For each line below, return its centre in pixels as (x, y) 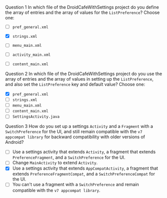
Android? (14, 142)
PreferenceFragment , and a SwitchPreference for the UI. (69, 157)
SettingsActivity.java (36, 117)
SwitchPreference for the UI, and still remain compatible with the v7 (74, 132)
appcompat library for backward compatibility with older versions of (75, 137)
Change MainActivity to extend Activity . (55, 163)
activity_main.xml (31, 55)
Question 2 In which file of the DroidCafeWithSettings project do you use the (84, 74)
